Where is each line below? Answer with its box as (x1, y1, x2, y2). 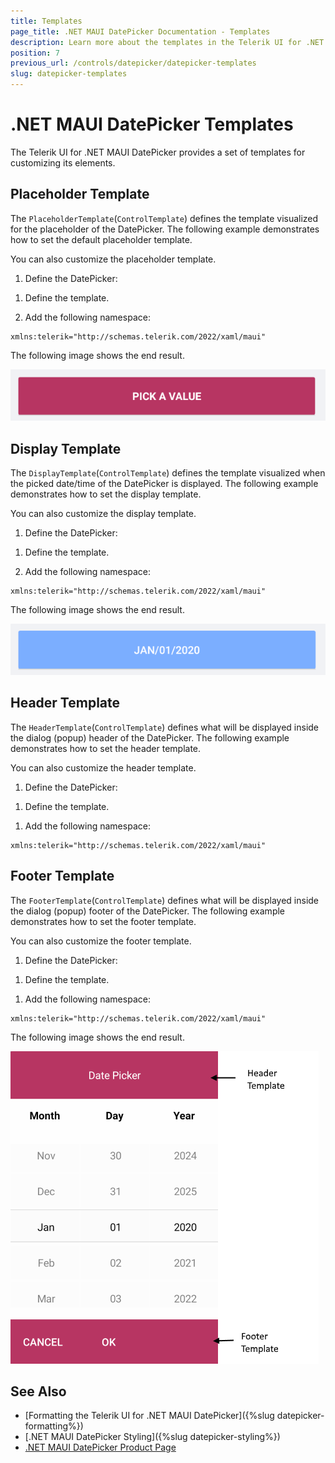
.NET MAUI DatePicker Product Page (24, 1441, 177, 1454)
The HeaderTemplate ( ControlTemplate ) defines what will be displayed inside (10, 721, 320, 733)
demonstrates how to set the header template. (10, 742, 202, 754)
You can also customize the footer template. (10, 935, 192, 947)
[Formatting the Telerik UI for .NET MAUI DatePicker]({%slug (24, 1410, 275, 1422)
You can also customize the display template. (10, 508, 197, 520)
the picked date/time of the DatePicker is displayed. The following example (10, 478, 319, 490)
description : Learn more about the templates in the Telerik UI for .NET (10, 37, 325, 47)
